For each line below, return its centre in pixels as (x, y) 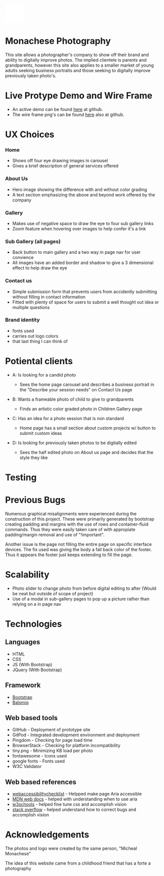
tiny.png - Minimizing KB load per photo (52, 751)
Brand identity (23, 320)
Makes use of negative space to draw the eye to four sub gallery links (83, 223)
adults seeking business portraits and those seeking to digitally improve (78, 70)
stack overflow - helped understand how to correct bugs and (74, 810)
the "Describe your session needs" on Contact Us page (76, 389)
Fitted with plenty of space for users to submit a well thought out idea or (85, 302)
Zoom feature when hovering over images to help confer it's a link (79, 229)
